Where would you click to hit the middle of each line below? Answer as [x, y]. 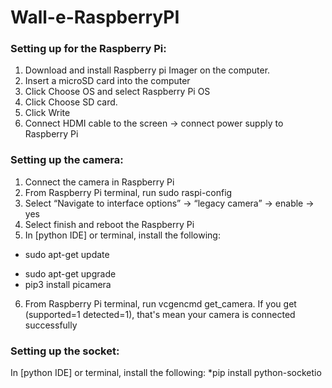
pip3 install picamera [68, 284]
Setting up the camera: [67, 160]
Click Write [47, 113]
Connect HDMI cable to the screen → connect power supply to [154, 123]
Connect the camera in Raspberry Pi [99, 182]
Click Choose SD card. [71, 102]
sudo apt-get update [67, 254]
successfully [51, 325]
